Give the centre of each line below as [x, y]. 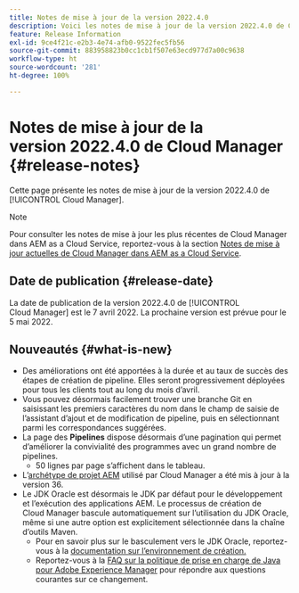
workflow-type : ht [43, 59]
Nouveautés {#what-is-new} [91, 349]
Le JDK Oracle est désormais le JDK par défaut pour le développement [152, 494]
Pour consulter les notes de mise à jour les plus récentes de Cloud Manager [148, 234]
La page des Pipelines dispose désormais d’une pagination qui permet [152, 437]
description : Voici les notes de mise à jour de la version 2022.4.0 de [147, 26]
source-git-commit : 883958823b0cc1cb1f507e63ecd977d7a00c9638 [127, 51]
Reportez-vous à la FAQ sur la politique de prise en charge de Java [158, 560]
